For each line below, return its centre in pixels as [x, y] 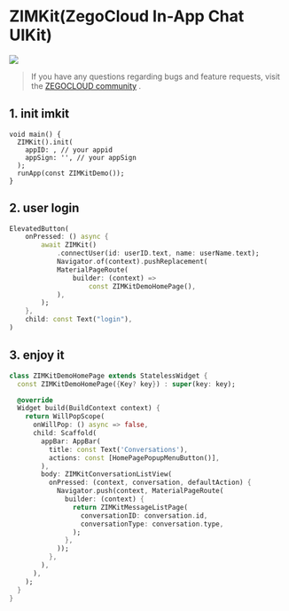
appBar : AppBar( [71, 441]
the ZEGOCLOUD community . [86, 85]
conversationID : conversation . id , [144, 516]
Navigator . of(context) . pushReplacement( [132, 262]
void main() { [35, 134]
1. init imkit [39, 114]
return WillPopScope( [65, 417]
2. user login [44, 208]
